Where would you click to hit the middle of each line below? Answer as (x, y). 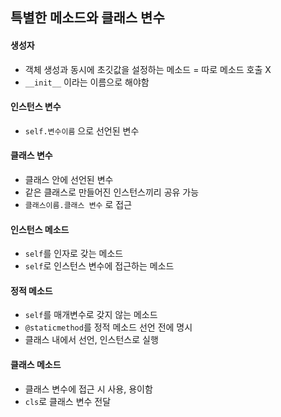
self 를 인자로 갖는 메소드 (74, 254)
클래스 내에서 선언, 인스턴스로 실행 (91, 340)
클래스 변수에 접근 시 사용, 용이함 (88, 389)
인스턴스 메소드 (40, 229)
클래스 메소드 (36, 364)
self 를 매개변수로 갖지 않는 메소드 (91, 315)
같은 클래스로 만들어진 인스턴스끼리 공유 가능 (112, 192)
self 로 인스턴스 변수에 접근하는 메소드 (99, 266)
